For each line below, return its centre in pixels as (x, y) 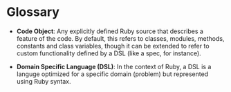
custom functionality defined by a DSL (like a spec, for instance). (109, 53)
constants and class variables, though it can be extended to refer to (113, 46)
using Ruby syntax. (44, 81)
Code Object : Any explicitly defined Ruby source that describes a (110, 31)
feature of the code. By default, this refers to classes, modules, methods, (120, 38)
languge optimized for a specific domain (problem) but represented (112, 74)
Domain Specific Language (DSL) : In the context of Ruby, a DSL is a (114, 66)
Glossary (33, 12)
